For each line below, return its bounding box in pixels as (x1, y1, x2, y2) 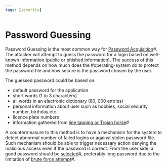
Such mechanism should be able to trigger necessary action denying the (5, 140, 157, 146)
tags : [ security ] (5, 7, 42, 13)
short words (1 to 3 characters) (12, 92, 77, 99)
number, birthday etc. (12, 108, 58, 114)
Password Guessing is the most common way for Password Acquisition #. (5, 46, 158, 52)
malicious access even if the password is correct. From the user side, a (5, 145, 154, 151)
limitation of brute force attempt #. (5, 156, 76, 162)
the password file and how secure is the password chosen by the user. (5, 67, 153, 73)
